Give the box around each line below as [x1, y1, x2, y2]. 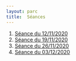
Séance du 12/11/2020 [14, 30, 68, 37]
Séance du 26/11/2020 [14, 42, 69, 49]
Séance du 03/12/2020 [14, 48, 70, 55]
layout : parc [6, 8, 38, 15]
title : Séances [6, 14, 46, 20]
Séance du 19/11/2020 [14, 36, 68, 43]
